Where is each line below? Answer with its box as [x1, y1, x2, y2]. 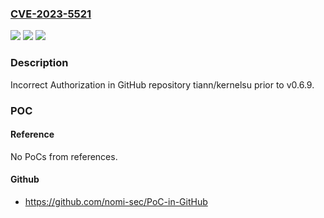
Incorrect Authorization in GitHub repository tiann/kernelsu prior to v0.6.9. [10, 78, 315, 91]
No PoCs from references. [10, 150, 118, 162]
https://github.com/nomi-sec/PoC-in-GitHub [24, 195, 208, 207]
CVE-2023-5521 [10, 7, 92, 21]
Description [10, 56, 69, 70]
